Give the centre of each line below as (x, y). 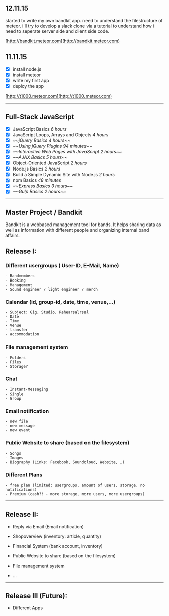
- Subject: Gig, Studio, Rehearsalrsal (47, 312)
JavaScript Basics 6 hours (39, 129)
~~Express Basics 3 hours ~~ (43, 186)
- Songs (13, 454)
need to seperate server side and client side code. (57, 31)
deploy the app (28, 86)
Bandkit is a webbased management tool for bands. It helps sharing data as (83, 225)
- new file (17, 422)
